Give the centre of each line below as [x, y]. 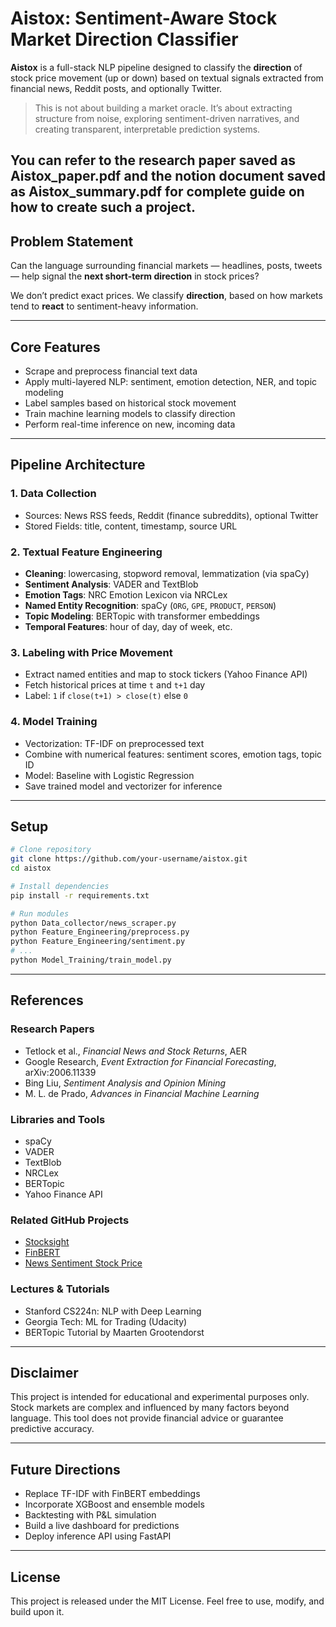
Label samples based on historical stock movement [130, 403]
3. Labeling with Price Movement [91, 652]
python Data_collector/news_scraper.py [93, 923]
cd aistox [31, 868]
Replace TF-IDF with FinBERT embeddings [112, 1494]
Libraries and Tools [58, 1119]
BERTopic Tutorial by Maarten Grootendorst [114, 1332]
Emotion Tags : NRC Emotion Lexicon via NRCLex [126, 594]
